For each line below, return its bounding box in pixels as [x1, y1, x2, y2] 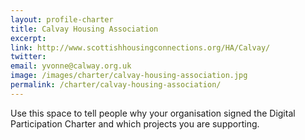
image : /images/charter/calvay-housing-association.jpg [10, 71, 248, 81]
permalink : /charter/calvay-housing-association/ [10, 80, 222, 90]
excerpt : [10, 33, 47, 43]
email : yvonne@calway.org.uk [10, 61, 132, 71]
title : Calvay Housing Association [10, 24, 159, 34]
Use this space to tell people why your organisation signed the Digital [10, 107, 296, 119]
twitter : [10, 52, 47, 62]
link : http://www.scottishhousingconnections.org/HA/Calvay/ [10, 42, 271, 53]
